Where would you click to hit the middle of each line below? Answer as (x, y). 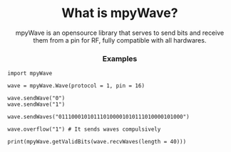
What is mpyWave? (120, 13)
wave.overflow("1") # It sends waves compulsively (84, 129)
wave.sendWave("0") (36, 98)
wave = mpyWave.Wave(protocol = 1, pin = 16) (76, 86)
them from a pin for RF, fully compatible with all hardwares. (120, 40)
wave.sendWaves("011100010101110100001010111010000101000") (99, 117)
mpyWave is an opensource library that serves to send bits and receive (120, 33)
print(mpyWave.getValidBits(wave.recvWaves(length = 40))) (97, 142)
